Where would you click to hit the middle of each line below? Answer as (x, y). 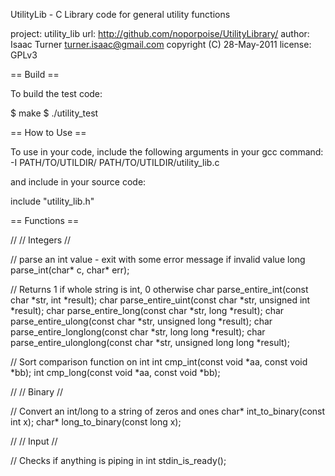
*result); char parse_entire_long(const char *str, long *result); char (147, 310)
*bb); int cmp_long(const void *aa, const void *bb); (115, 372)
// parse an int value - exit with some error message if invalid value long (158, 259)
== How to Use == (48, 132)
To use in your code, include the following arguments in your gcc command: (167, 152)
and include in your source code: (78, 182)
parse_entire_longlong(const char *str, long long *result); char (138, 332)
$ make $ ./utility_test (54, 113)
